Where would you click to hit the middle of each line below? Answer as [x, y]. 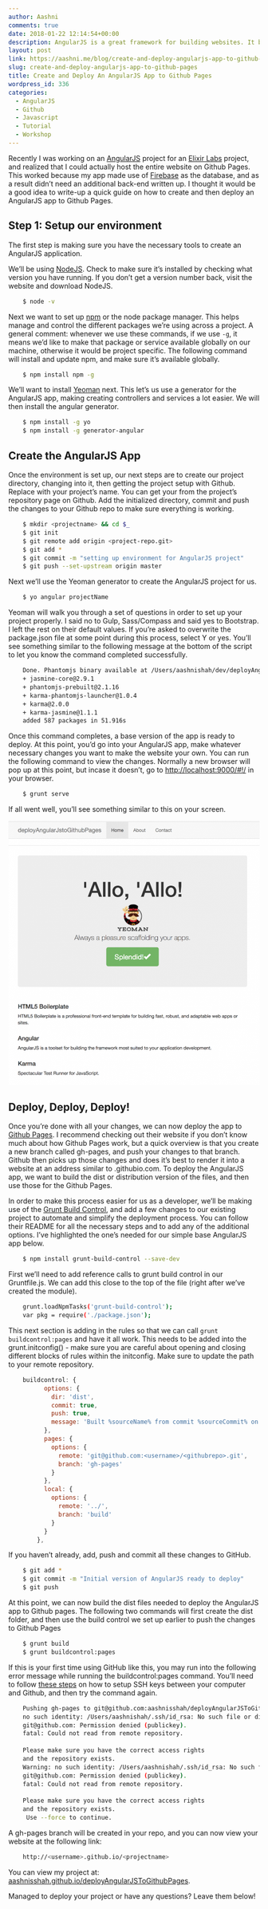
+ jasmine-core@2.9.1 [58, 679]
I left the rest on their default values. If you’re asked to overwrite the [120, 629]
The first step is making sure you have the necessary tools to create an [125, 245]
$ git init [41, 533]
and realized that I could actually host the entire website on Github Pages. [129, 167]
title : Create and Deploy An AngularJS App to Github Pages [110, 76]
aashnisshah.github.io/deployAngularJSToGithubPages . [99, 1880]
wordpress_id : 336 [39, 84]
